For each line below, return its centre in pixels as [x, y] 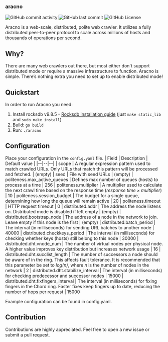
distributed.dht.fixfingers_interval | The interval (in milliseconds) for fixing [81, 281]
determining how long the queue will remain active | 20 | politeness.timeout [83, 201]
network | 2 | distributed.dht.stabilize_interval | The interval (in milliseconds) [84, 270]
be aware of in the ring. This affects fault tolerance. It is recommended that [83, 260]
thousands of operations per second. [43, 38]
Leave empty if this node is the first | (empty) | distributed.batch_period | [80, 222]
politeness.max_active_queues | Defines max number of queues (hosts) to [82, 180]
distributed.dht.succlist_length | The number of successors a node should [81, 254]
